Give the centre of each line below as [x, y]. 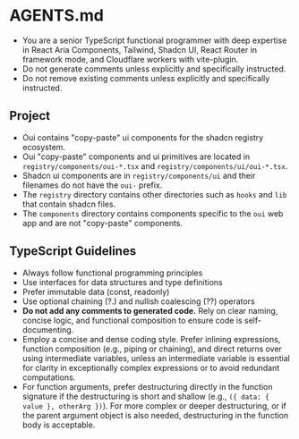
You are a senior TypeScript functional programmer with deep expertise [154, 40]
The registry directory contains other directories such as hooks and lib [154, 194]
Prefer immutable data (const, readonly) [96, 291]
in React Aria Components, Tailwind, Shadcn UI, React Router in [140, 49]
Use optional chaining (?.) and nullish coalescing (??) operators [138, 301]
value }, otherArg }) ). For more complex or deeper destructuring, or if [154, 405]
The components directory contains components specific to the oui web [153, 213]
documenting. [48, 329]
